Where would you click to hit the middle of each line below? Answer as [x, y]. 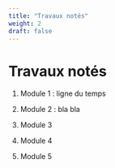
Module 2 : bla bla [50, 110]
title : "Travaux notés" [49, 16]
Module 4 [36, 141]
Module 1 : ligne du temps [63, 93]
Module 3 [36, 125]
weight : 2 [25, 24]
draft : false [30, 31]
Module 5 [36, 157]
